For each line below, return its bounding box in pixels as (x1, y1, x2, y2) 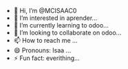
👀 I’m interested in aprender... (13, 14, 98, 22)
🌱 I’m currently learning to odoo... (13, 21, 109, 29)
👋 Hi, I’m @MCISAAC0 (13, 7, 77, 14)
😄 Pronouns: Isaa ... (13, 46, 72, 55)
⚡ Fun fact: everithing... (13, 54, 81, 62)
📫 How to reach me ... (13, 37, 78, 44)
